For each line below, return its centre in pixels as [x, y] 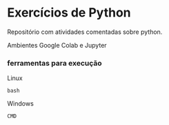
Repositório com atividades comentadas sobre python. [85, 32]
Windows [21, 104]
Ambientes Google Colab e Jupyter [57, 45]
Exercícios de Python [69, 13]
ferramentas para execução [54, 63]
